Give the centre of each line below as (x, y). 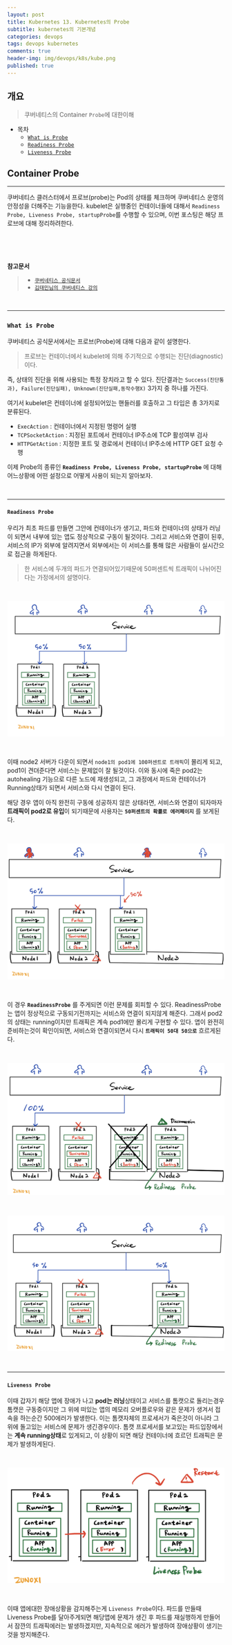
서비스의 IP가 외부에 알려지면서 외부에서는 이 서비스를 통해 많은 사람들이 (104, 545)
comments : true (29, 51)
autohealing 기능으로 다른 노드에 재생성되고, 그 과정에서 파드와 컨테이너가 (107, 779)
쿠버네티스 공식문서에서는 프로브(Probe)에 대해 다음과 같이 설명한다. (99, 341)
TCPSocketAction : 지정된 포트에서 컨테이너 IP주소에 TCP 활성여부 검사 (113, 435)
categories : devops (35, 37)
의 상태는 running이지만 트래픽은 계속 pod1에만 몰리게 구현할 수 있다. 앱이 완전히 (116, 1022)
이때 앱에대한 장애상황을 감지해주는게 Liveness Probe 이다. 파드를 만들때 (104, 1609)
